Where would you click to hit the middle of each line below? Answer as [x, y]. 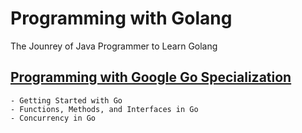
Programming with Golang [121, 18]
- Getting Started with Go [66, 100]
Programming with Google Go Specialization [151, 77]
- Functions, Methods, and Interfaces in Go [104, 109]
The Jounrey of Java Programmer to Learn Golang [114, 46]
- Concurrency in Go [53, 118]
